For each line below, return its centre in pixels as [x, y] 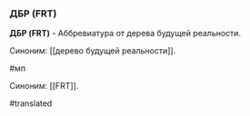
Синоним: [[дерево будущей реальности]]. [93, 51]
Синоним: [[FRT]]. [44, 86]
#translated [31, 103]
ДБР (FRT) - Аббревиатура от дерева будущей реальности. [125, 34]
